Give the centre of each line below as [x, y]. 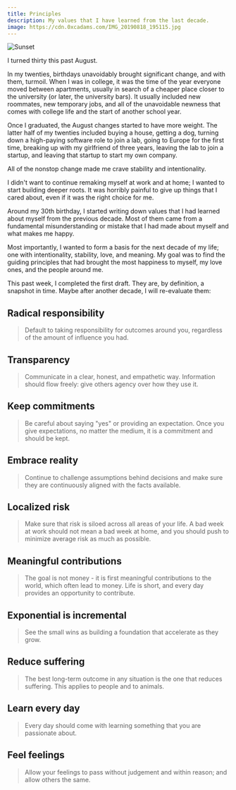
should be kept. [47, 438]
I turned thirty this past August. [52, 61]
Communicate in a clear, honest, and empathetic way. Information [120, 377]
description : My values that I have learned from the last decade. [108, 20]
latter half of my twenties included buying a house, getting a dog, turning [113, 133]
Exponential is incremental [67, 615]
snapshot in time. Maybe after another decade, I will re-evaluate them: [109, 291]
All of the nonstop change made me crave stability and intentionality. [107, 169]
